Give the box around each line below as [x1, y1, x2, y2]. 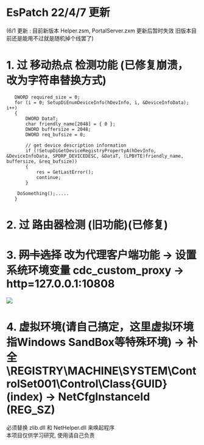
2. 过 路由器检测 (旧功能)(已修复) [6, 218, 169, 232]
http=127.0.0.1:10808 [6, 277, 115, 291]
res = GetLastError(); [36, 169, 94, 175]
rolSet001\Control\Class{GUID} [6, 377, 167, 391]
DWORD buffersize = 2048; [25, 126, 91, 132]
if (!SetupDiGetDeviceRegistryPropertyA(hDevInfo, [25, 147, 157, 153]
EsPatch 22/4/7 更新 [6, 6, 111, 20]
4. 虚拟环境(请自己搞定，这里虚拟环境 [6, 320, 194, 334]
